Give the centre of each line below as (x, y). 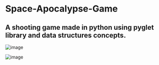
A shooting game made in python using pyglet (80, 27)
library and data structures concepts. (66, 35)
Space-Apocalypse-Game (61, 9)
